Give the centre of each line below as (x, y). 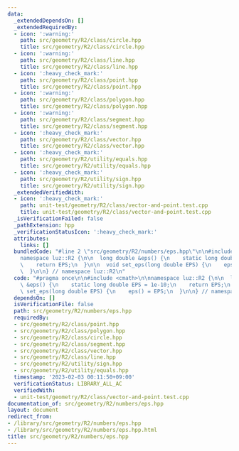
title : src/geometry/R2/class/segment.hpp (84, 126)
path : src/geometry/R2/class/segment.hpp (82, 119)
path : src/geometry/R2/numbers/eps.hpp (73, 311)
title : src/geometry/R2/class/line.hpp (79, 67)
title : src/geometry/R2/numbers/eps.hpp (68, 436)
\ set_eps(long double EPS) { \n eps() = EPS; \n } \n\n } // (114, 291)
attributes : (32, 239)
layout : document (33, 410)
